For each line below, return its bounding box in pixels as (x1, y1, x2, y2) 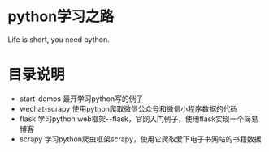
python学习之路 (7, 7, 115, 26)
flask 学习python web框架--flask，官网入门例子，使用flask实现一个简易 (19, 114, 258, 124)
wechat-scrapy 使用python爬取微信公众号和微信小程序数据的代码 (19, 103, 238, 113)
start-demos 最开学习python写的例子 (19, 94, 144, 103)
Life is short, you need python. (7, 34, 111, 44)
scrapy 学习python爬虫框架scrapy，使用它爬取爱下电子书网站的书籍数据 (19, 134, 262, 144)
